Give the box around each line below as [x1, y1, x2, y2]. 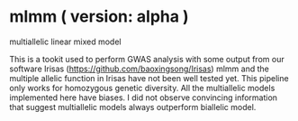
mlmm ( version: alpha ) [9, 6, 189, 27]
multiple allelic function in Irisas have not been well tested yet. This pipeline [9, 72, 290, 83]
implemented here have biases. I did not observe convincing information [9, 92, 277, 103]
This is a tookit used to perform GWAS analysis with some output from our [9, 53, 285, 64]
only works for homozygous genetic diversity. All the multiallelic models [9, 82, 275, 93]
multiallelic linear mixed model [9, 36, 122, 47]
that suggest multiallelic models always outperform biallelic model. [9, 101, 257, 112]
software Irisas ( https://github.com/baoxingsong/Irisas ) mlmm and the [9, 63, 270, 74]
